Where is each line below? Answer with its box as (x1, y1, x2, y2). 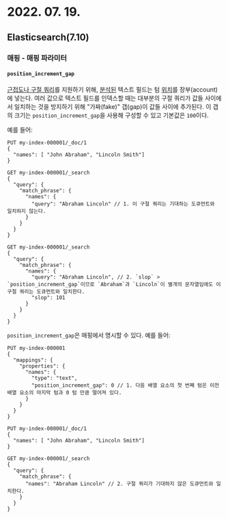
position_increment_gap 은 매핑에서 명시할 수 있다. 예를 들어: (7, 331, 171, 339)
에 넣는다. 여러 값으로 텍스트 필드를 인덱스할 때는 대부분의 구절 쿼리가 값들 (7, 94, 203, 102)
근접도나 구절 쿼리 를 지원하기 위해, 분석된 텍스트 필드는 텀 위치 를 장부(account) (7, 85, 218, 93)
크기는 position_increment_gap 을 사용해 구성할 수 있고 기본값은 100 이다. (14, 111, 210, 119)
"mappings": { (13, 357, 53, 364)
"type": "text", (31, 375, 78, 381)
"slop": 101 (31, 294, 66, 301)
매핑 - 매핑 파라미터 (7, 53, 67, 62)
